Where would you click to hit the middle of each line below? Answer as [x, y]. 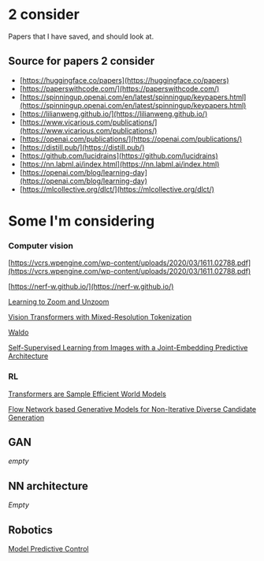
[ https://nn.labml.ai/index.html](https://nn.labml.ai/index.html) [119, 164]
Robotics [31, 530]
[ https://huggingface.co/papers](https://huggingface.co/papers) [125, 80]
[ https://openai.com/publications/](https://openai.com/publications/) [131, 139]
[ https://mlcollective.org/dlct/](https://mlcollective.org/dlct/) [117, 189]
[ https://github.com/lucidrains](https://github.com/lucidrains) [119, 155]
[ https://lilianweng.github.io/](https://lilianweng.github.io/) [113, 114]
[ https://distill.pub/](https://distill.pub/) [82, 147]
